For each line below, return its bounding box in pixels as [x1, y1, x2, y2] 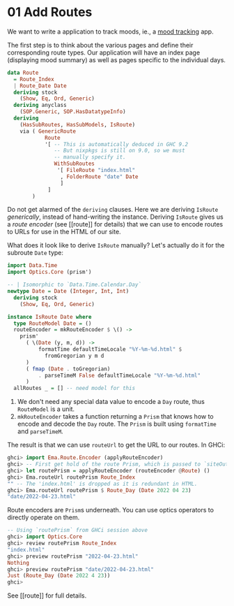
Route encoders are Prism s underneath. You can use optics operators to [7, 506, 214, 514]
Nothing [7, 559, 30, 566]
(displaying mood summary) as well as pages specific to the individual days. [7, 55, 226, 64]
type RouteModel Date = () [13, 319, 92, 327]
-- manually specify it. [54, 154, 127, 161]
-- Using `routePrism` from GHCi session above [7, 527, 148, 534]
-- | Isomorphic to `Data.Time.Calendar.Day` [7, 281, 141, 289]
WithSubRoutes [54, 160, 95, 168]
